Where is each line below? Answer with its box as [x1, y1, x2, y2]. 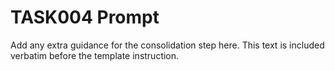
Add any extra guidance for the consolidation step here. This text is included [10, 39, 325, 51]
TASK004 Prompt [10, 6, 160, 29]
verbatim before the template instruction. [10, 49, 180, 61]
